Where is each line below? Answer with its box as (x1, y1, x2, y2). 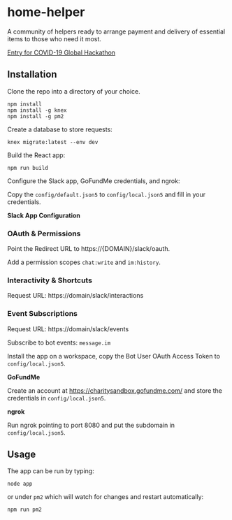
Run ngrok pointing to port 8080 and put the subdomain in (7, 421, 175, 429)
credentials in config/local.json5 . (7, 393, 106, 402)
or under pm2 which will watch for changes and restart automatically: (7, 493, 204, 501)
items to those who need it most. (7, 34, 101, 43)
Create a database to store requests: (7, 125, 113, 133)
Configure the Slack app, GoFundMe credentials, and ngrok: (7, 176, 180, 185)
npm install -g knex (7, 106, 68, 114)
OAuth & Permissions (7, 229, 81, 238)
